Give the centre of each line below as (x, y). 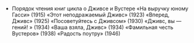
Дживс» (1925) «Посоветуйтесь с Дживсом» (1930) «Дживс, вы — (97, 21)
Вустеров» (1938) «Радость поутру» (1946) (66, 34)
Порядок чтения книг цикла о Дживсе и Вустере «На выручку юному (100, 9)
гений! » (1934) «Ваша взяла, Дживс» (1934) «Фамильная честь (93, 27)
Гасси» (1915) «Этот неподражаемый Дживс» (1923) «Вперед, (91, 15)
